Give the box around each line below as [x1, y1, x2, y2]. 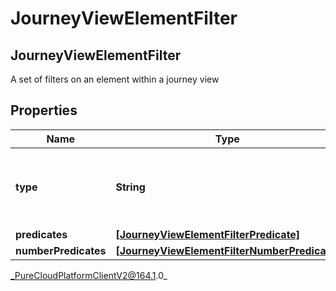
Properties [10, 102, 78, 119]
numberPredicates [15, 243, 107, 257]
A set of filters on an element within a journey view [10, 73, 220, 85]
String [115, 180, 146, 194]
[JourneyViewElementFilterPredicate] [115, 227, 301, 241]
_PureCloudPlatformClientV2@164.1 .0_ [10, 269, 168, 281]
